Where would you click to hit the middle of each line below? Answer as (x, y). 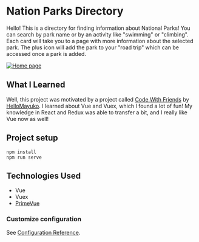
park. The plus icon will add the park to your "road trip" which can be (93, 47)
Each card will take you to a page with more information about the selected (100, 41)
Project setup (32, 138)
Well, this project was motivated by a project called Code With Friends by (98, 99)
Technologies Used (43, 175)
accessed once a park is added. (46, 54)
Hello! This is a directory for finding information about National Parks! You (98, 28)
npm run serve (24, 157)
